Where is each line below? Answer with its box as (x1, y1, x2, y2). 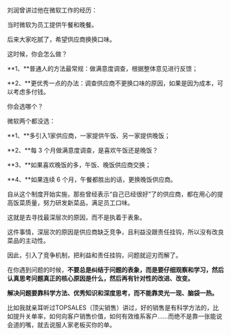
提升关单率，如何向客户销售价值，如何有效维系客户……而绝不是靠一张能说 (12, 312, 223, 320)
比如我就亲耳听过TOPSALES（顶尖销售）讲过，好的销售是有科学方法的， (7, 303, 213, 312)
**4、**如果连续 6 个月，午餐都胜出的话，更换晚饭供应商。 (7, 175, 177, 184)
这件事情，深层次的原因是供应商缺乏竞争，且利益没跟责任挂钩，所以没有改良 (7, 228, 224, 236)
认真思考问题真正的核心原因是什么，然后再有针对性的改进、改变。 (7, 274, 194, 282)
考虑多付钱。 (12, 88, 49, 96)
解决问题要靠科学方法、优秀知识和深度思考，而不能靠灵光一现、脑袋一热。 (7, 289, 218, 297)
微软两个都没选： (7, 117, 56, 125)
